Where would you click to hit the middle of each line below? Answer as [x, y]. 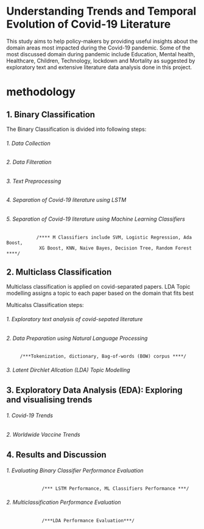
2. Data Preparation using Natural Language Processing [77, 338]
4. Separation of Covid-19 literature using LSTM [66, 200]
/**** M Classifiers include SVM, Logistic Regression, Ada [114, 237]
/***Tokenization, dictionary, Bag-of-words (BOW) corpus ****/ [103, 357]
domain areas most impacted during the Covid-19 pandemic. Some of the [98, 48]
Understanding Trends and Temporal [101, 11]
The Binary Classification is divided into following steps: [76, 129]
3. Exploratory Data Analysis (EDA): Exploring [94, 390]
